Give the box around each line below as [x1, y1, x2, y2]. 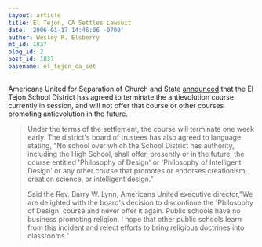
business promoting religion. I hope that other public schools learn [27, 214, 242, 223]
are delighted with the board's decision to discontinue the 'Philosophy [27, 198, 253, 207]
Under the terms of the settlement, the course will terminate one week [27, 124, 255, 133]
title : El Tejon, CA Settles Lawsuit [8, 19, 132, 27]
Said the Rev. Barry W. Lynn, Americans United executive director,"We [27, 189, 253, 198]
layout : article [8, 11, 61, 20]
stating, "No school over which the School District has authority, [27, 140, 235, 150]
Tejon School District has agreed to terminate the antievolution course [8, 92, 234, 102]
